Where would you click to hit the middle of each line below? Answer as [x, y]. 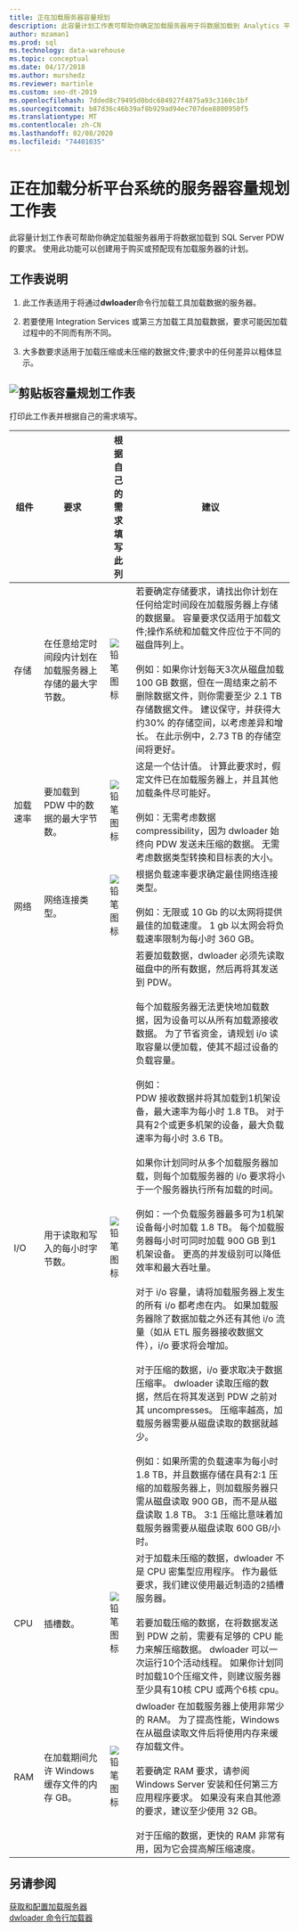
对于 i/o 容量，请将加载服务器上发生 [210, 1292]
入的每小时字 [71, 1248]
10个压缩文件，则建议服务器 [222, 1676]
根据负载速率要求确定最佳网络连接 [207, 874]
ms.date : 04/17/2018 [48, 68]
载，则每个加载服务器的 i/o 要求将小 [210, 1176]
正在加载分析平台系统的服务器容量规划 [150, 188]
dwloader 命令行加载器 [51, 1918]
